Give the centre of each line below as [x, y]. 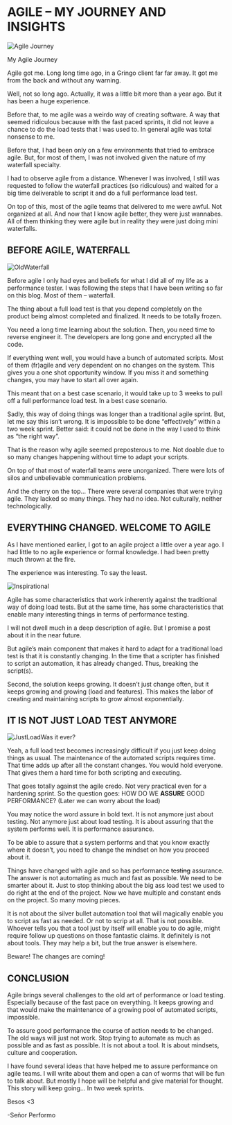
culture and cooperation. [42, 1053]
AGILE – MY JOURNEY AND [87, 12]
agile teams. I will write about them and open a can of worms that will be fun [116, 1074]
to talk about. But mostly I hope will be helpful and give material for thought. [115, 1081]
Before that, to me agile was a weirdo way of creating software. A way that [114, 114]
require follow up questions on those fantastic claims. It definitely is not [109, 936]
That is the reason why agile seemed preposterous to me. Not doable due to [116, 449]
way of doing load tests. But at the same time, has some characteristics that [115, 607]
